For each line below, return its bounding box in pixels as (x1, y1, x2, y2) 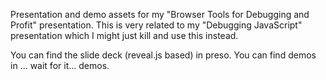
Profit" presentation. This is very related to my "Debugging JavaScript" (10, 19, 303, 31)
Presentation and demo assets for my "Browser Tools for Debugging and (10, 9, 310, 20)
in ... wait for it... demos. (10, 60, 110, 71)
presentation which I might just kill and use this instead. (10, 30, 239, 41)
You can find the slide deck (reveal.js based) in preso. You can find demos (10, 49, 317, 61)
